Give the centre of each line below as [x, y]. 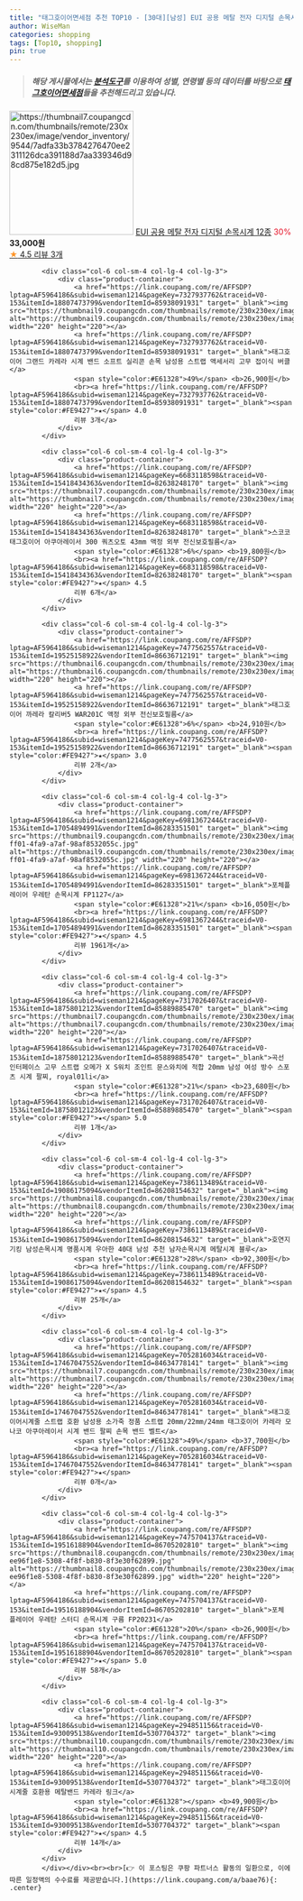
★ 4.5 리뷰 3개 [36, 254]
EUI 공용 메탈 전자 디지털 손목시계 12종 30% [213, 232]
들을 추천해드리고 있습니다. [129, 92]
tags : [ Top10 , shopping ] [56, 43]
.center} [26, 1888]
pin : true [28, 51]
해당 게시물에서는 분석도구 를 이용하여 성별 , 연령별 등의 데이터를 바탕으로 [156, 81]
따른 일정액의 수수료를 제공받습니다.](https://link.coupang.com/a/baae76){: [143, 1880]
